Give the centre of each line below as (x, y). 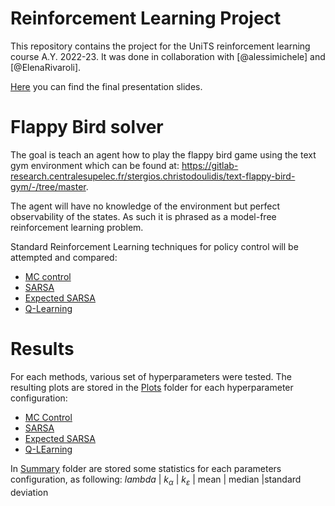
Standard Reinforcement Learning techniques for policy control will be (154, 246)
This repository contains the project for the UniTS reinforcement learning (160, 46)
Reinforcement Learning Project (146, 18)
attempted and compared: (64, 257)
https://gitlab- (210, 165)
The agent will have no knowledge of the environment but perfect (145, 206)
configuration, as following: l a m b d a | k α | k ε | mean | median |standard (156, 480)
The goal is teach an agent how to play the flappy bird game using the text (163, 154)
